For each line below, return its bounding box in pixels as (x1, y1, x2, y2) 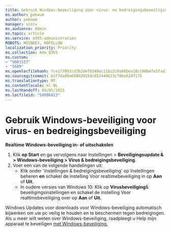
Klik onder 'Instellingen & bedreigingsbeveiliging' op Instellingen (20, 168, 155, 174)
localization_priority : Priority (5, 45, 76, 50)
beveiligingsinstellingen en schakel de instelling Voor (20, 189, 131, 195)
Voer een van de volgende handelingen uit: (12, 162, 103, 169)
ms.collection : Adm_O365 (5, 50, 58, 55)
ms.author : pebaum (5, 12, 44, 17)
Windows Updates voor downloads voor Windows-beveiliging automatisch (5, 205, 162, 211)
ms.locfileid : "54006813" (5, 92, 60, 97)
